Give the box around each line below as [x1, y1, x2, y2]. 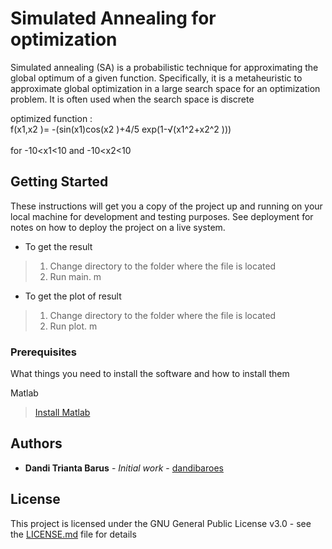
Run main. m [49, 270, 102, 282]
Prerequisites [10, 345, 77, 359]
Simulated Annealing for [10, 7, 217, 30]
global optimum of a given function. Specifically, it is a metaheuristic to [10, 72, 303, 84]
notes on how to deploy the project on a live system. [10, 221, 226, 233]
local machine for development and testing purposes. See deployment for [10, 210, 314, 222]
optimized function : [10, 112, 93, 124]
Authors [10, 435, 63, 452]
